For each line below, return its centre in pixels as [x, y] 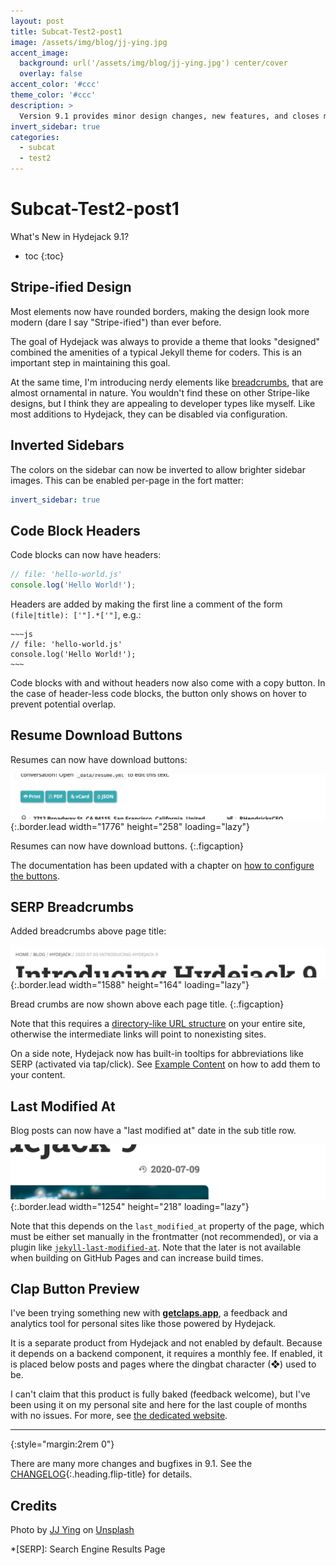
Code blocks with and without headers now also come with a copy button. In [168, 683]
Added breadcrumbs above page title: [88, 931]
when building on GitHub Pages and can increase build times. [137, 1257]
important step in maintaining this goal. [90, 362]
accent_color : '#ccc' [55, 85]
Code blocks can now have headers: [86, 555]
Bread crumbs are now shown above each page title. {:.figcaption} [147, 1004]
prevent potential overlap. [63, 704]
